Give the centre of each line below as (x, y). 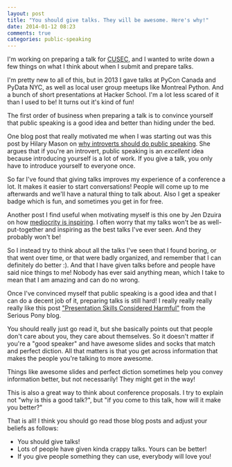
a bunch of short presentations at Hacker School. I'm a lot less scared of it (113, 95)
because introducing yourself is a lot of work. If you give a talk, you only (110, 159)
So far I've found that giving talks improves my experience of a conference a (116, 179)
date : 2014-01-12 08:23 (42, 26)
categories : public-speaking (49, 40)
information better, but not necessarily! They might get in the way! (101, 380)
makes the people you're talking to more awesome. (80, 359)
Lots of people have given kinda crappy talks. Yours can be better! (112, 449)
